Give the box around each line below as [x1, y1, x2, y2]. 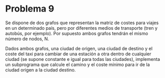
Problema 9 [5, 3, 54, 15]
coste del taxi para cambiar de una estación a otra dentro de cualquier [5, 51, 151, 57]
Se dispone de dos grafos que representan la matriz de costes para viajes [5, 20, 159, 26]
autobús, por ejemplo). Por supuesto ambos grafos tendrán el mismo [5, 30, 148, 36]
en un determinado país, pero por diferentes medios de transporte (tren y [5, 25, 158, 31]
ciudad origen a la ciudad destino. [5, 66, 76, 73]
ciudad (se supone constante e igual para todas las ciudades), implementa [5, 56, 160, 62]
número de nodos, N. [5, 36, 49, 42]
